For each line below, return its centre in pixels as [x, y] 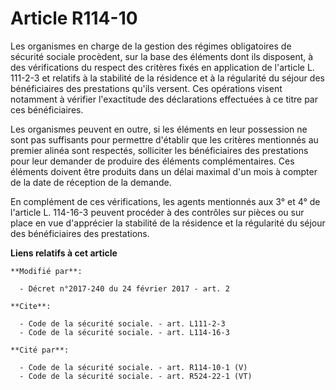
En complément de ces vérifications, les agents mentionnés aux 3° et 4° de [165, 201]
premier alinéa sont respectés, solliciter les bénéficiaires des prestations [159, 150]
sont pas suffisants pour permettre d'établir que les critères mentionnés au [164, 139]
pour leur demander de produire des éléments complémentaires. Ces [152, 161]
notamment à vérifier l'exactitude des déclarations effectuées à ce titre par [164, 99]
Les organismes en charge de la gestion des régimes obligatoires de [151, 46]
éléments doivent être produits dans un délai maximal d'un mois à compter [164, 171]
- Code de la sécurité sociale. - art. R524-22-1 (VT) [136, 376]
